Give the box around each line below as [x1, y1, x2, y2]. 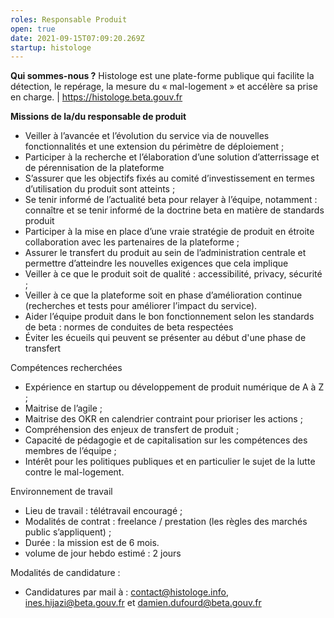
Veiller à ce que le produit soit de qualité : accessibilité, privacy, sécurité [24, 268, 323, 280]
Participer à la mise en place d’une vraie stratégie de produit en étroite [24, 226, 315, 238]
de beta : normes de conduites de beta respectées [24, 321, 234, 333]
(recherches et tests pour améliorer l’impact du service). [24, 300, 258, 312]
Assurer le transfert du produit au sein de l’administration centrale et [24, 247, 307, 259]
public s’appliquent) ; [24, 526, 112, 538]
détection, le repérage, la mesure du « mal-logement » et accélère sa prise [10, 81, 318, 93]
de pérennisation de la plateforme [24, 162, 165, 174]
